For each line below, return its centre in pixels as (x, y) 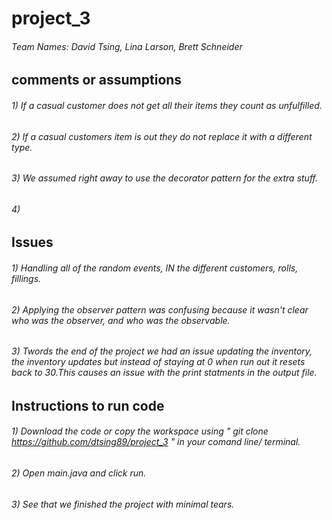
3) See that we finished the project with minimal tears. (123, 504)
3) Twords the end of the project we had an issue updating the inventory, (162, 351)
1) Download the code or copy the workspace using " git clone (140, 431)
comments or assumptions (97, 80)
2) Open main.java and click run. (79, 473)
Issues (32, 242)
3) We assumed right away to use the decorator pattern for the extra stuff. (165, 178)
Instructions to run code (88, 405)
